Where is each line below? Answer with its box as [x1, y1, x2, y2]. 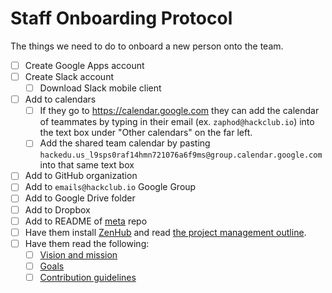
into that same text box [39, 159, 135, 171]
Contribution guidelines [39, 271, 137, 283]
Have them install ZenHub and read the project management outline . [24, 226, 307, 238]
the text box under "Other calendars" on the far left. [39, 127, 253, 139]
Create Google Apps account [24, 59, 145, 71]
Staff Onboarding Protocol [10, 7, 233, 30]
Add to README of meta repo [24, 215, 148, 227]
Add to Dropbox [24, 203, 91, 216]
